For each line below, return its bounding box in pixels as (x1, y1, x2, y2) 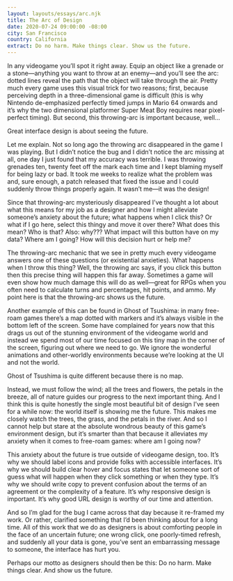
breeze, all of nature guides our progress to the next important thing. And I (7, 392, 220, 401)
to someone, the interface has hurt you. (7, 546, 120, 553)
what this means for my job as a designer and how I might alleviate (7, 206, 198, 214)
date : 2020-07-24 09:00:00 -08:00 (7, 23, 108, 30)
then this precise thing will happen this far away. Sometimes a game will (7, 271, 214, 279)
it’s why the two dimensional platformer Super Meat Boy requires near (7, 106, 207, 114)
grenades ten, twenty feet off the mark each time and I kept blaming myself (7, 163, 223, 170)
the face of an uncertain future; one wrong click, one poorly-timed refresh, (7, 530, 221, 539)
